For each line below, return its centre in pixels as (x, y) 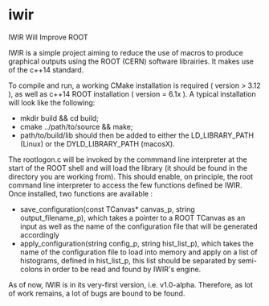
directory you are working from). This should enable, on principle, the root (131, 176)
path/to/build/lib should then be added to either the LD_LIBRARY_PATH (137, 135)
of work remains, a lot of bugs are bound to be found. (97, 293)
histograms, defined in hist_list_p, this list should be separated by (128, 260)
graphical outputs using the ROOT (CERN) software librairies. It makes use (131, 61)
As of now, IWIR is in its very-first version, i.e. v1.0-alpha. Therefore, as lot (130, 284)
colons (31, 269)
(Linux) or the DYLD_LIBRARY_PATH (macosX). (97, 143)
